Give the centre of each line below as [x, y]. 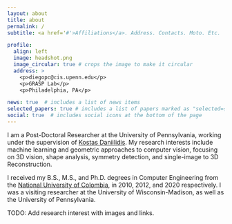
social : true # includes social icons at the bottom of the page [105, 115]
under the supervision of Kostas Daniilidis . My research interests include [110, 142]
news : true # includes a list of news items [74, 103]
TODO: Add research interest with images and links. [81, 213]
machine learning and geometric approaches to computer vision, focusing [113, 150]
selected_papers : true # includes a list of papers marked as [98, 109]
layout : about [28, 13]
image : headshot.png [43, 58]
